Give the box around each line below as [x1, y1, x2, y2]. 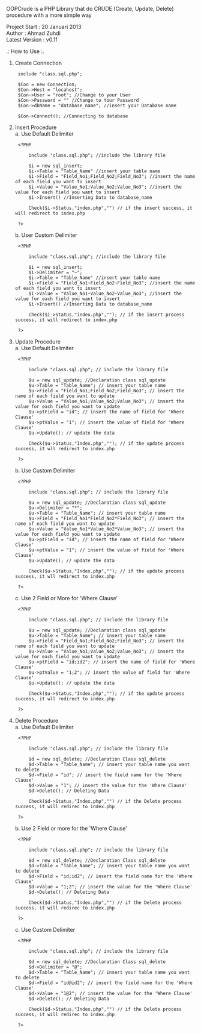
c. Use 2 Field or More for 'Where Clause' [14, 595, 118, 601]
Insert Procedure [14, 124, 57, 131]
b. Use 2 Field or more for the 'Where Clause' [14, 825, 128, 832]
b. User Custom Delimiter [14, 231, 78, 239]
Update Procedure [14, 338, 61, 345]
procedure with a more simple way [6, 11, 92, 19]
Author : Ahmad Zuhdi [6, 30, 61, 37]
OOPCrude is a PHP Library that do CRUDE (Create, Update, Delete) [6, 5, 174, 12]
